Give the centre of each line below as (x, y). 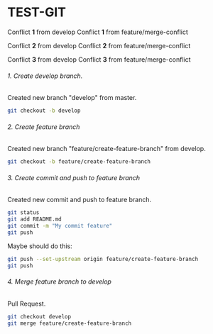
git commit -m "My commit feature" (60, 226)
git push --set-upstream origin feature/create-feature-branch (103, 259)
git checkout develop (39, 316)
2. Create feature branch (44, 127)
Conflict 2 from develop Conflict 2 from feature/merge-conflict (99, 45)
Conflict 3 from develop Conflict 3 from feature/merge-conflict (99, 59)
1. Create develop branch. (45, 76)
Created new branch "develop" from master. (72, 98)
